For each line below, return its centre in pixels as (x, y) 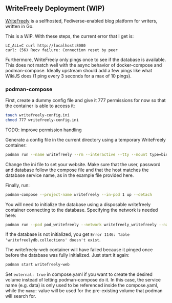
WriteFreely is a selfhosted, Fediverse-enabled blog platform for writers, (81, 21)
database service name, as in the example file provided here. (70, 175)
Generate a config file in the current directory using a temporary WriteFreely (86, 139)
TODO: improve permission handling (44, 130)
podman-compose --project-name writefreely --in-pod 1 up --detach (79, 194)
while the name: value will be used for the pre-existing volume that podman (84, 291)
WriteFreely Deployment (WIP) (55, 8)
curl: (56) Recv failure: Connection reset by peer (61, 50)
